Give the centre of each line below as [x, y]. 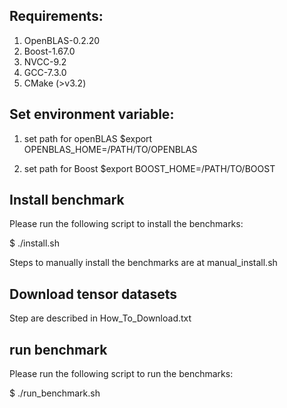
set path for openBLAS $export [88, 138]
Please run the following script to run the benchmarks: [121, 374]
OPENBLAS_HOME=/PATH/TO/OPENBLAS [110, 149]
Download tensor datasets [93, 294]
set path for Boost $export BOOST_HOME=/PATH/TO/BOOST [149, 168]
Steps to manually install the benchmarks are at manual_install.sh [143, 263]
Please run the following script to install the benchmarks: [126, 224]
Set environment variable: [92, 114]
